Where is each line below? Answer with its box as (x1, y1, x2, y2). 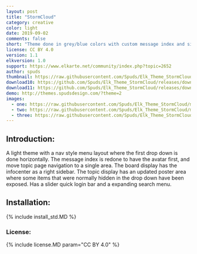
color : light (6, 25, 38, 31)
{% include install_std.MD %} (6, 213, 77, 220)
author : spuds (6, 69, 41, 74)
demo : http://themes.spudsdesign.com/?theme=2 (6, 90, 122, 96)
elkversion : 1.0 (6, 57, 46, 63)
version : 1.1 (6, 52, 38, 58)
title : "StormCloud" (6, 14, 57, 20)
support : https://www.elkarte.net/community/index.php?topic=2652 (6, 63, 172, 69)
